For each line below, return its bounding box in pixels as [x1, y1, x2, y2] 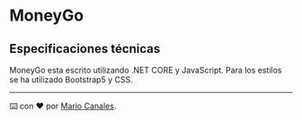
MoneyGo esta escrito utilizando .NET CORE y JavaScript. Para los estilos [9, 64, 282, 75]
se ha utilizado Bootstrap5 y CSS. [9, 74, 133, 85]
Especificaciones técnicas [9, 41, 161, 56]
